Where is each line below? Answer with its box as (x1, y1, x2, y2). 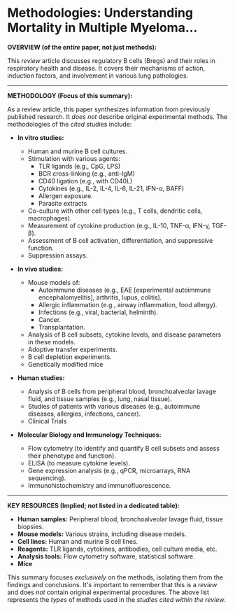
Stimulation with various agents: (27, 154, 120, 162)
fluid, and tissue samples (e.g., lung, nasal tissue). (27, 394, 173, 403)
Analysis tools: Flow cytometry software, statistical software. (17, 552, 195, 561)
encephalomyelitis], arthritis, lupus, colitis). (38, 293, 162, 302)
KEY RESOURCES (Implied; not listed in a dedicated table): (7, 501, 180, 510)
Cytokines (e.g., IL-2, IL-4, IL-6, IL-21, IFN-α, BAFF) (38, 184, 185, 192)
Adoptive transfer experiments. (27, 345, 117, 353)
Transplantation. (38, 323, 85, 331)
